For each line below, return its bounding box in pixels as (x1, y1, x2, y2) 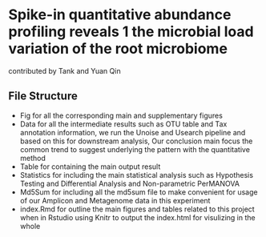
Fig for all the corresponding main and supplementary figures (19, 110, 223, 120)
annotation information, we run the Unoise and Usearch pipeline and (19, 127, 246, 137)
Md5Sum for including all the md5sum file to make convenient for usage (19, 187, 258, 197)
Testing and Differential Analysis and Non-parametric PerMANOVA (19, 179, 240, 188)
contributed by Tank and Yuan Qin (8, 66, 122, 75)
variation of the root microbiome (8, 40, 228, 58)
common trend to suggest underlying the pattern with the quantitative (19, 144, 251, 154)
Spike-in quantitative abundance (8, 6, 232, 24)
